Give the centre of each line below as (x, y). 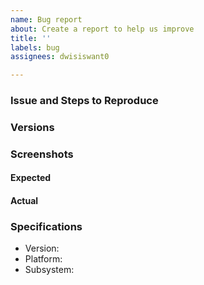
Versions (32, 127)
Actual (24, 201)
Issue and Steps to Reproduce (84, 101)
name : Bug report (46, 19)
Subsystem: (49, 270)
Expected (31, 178)
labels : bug (35, 47)
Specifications (46, 226)
